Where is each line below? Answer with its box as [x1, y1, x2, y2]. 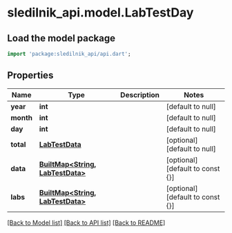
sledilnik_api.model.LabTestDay [7, 5, 194, 21]
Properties [7, 70, 54, 81]
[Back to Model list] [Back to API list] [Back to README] [7, 219, 166, 227]
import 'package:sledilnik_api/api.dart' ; [7, 50, 131, 57]
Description [120, 90, 160, 99]
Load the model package [7, 32, 116, 44]
